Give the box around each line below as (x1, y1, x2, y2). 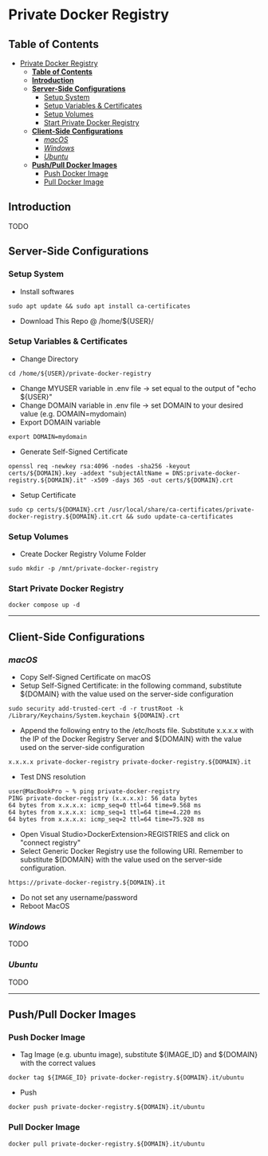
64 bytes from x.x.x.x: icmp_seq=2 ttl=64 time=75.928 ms (8, 815, 205, 823)
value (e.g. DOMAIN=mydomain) (19, 408, 128, 418)
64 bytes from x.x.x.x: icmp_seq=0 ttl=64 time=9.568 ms (8, 802, 202, 810)
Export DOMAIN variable (19, 417, 101, 427)
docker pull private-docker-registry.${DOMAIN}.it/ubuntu (8, 1139, 205, 1148)
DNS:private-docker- (172, 469, 241, 477)
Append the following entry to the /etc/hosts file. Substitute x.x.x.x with (19, 726, 254, 736)
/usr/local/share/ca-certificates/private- (108, 505, 255, 514)
